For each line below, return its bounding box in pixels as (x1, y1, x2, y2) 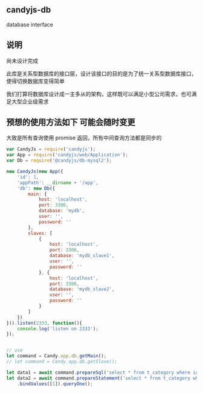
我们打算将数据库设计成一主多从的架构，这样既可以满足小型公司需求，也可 (6, 90, 192, 97)
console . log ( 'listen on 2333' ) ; (17, 325, 98, 331)
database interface (6, 21, 53, 28)
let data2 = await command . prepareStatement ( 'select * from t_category (6, 375, 190, 381)
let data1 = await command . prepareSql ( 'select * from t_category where (6, 369, 190, 375)
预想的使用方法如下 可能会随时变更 (6, 117, 135, 127)
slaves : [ (28, 230, 53, 236)
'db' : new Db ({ (17, 185, 56, 191)
